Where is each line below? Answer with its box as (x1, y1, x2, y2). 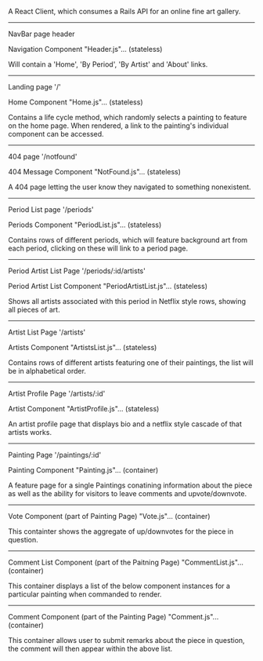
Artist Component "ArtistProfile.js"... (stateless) (8, 404, 160, 413)
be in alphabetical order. (8, 367, 86, 375)
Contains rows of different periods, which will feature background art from (8, 236, 248, 244)
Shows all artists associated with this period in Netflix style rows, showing (8, 297, 247, 305)
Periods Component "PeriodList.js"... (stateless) (8, 220, 162, 229)
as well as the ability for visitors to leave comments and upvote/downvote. (8, 489, 247, 498)
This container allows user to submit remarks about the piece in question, (8, 636, 245, 645)
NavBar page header (8, 29, 76, 38)
